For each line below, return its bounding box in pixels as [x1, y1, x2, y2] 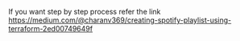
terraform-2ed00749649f [8, 24, 93, 33]
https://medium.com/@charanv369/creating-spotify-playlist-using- [8, 15, 232, 25]
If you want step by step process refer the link [8, 7, 161, 16]
